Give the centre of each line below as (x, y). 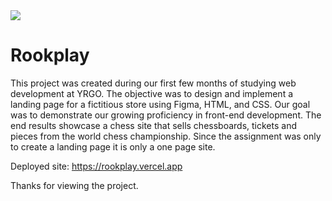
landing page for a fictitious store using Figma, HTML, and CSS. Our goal (160, 104)
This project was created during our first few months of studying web (153, 83)
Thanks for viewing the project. (74, 185)
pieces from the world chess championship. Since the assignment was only (166, 136)
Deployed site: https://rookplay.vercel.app (96, 166)
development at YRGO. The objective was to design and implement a (152, 93)
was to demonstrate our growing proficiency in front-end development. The (166, 115)
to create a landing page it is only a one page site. (113, 146)
